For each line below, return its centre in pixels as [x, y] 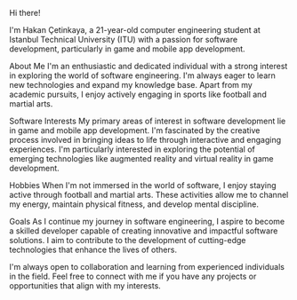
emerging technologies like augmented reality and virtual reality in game [141, 158]
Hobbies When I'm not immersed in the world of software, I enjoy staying [143, 185]
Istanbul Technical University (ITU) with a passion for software [124, 39]
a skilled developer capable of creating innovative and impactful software [144, 231]
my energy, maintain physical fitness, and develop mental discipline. [134, 204]
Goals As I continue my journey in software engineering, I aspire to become [147, 221]
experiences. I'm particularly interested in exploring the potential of [132, 149]
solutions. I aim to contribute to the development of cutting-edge [128, 240]
